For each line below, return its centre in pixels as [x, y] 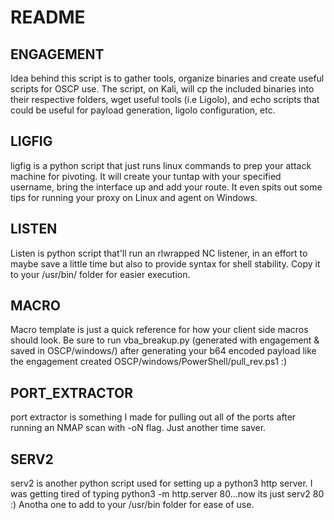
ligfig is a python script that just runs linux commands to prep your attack [161, 165]
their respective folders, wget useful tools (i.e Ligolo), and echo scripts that [165, 99]
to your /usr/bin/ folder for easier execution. [100, 274]
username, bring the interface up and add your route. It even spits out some [166, 187]
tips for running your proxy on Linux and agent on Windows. [134, 197]
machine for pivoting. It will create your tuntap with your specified [146, 176]
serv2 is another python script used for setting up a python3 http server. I [161, 483]
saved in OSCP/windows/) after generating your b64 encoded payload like [163, 351]
